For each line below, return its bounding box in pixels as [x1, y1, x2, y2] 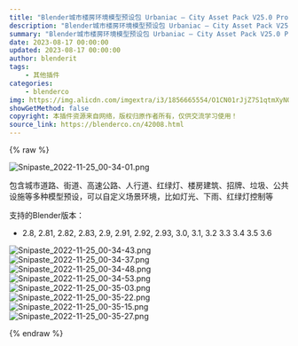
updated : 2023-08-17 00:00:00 [9, 46, 122, 55]
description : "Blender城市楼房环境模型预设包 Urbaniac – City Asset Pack [9, 21, 273, 30]
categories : [9, 79, 53, 88]
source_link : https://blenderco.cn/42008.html [9, 121, 184, 130]
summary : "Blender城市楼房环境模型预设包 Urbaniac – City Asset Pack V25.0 [9, 29, 281, 38]
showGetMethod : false [9, 104, 90, 113]
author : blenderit [9, 54, 77, 63]
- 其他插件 [25, 71, 60, 80]
